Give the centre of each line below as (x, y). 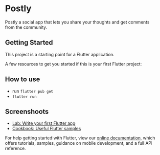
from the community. (26, 27)
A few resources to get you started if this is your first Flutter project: (73, 64)
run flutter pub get (33, 91)
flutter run (24, 97)
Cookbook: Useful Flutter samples (46, 129)
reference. (15, 148)
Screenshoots (27, 111)
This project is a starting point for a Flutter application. (60, 54)
